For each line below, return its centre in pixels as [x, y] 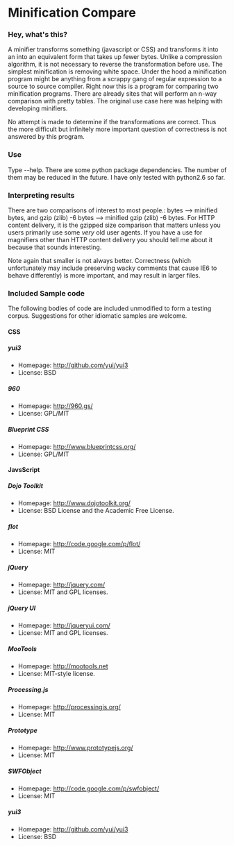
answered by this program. [47, 137]
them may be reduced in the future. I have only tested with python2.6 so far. [117, 177]
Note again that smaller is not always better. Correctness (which [100, 261]
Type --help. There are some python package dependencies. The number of [117, 170]
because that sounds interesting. [55, 247]
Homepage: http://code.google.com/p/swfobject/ [89, 788]
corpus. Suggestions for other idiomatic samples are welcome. [98, 316]
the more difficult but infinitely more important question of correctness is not [117, 129]
